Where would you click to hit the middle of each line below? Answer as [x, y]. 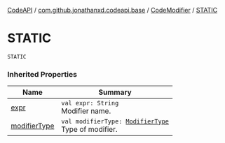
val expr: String [90, 103]
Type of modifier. [89, 130]
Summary [115, 92]
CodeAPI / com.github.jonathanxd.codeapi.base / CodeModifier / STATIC [112, 10]
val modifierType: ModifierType [115, 122]
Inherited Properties [42, 74]
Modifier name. [86, 111]
